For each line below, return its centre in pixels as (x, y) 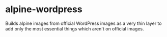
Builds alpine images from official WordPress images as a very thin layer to (83, 23)
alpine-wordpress (44, 9)
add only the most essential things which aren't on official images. (75, 28)
